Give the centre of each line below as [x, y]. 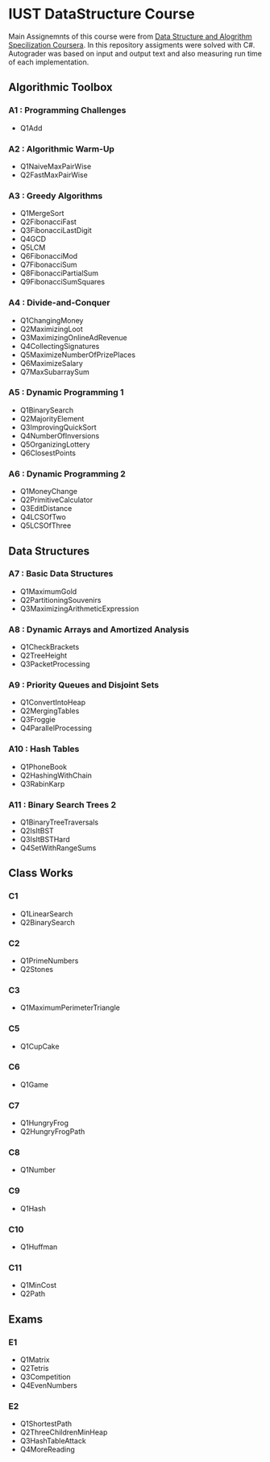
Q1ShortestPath [46, 1424]
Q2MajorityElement [52, 418]
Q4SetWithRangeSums [58, 848]
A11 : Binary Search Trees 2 [62, 804]
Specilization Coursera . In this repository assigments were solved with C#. [132, 44]
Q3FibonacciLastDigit [56, 231]
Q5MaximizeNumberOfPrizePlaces [77, 355]
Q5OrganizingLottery [55, 444]
